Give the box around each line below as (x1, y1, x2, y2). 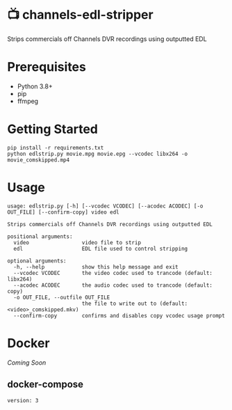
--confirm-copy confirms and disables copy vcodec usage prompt (13, 312, 226, 319)
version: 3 (7, 397, 39, 404)
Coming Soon (7, 358, 47, 367)
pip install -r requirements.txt (7, 144, 104, 151)
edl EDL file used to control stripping (13, 245, 188, 252)
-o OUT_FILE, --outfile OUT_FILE (13, 294, 110, 301)
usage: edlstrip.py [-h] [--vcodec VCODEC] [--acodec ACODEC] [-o (7, 203, 204, 210)
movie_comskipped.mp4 (7, 156, 70, 164)
